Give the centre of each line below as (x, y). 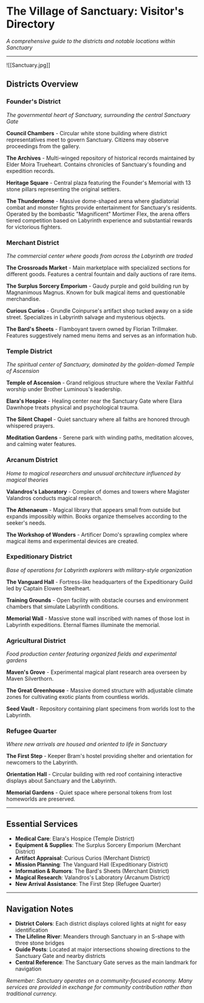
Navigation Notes (40, 909)
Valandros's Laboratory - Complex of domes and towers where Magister (98, 491)
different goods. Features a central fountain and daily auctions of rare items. (101, 274)
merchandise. (23, 299)
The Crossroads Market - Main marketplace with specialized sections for (98, 268)
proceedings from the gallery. (43, 146)
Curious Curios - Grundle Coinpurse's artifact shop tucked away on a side (100, 310)
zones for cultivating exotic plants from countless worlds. (78, 697)
